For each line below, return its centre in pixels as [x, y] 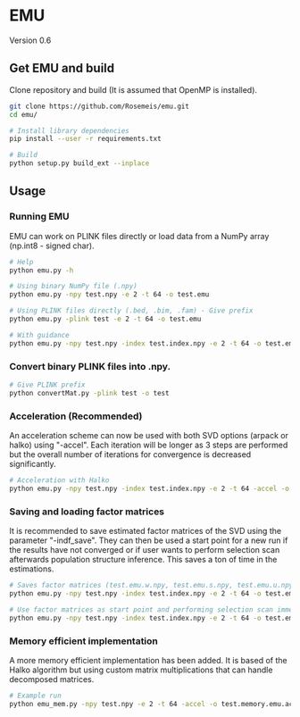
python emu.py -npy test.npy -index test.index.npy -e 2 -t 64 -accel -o [150, 488]
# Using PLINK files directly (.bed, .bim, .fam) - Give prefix [131, 311]
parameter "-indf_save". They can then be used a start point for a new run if [149, 540]
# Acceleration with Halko [59, 480]
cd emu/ [24, 114]
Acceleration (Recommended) [76, 416]
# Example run [36, 696]
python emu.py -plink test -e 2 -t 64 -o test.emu [105, 319]
